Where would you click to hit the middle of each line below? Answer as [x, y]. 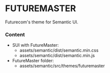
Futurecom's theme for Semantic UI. [42, 22]
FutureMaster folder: [33, 61]
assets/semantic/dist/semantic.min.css [59, 50]
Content [15, 35]
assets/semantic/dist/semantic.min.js [57, 55]
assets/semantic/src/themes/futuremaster [62, 66]
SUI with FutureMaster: [35, 45]
